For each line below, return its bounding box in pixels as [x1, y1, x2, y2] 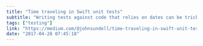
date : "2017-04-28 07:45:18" [6, 31, 80, 37]
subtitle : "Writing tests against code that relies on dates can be [6, 14, 182, 20]
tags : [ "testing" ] [6, 20, 53, 26]
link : [6, 25, 20, 32]
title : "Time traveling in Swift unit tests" [6, 8, 123, 15]
